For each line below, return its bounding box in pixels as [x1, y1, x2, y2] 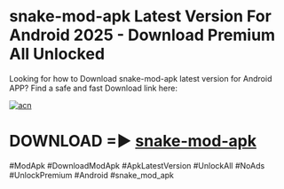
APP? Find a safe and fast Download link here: [9, 83, 177, 93]
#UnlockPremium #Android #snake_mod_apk [9, 169, 175, 180]
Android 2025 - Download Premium [9, 25, 276, 45]
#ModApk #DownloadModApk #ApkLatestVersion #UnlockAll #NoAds [9, 160, 265, 170]
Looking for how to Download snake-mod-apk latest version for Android [9, 73, 272, 83]
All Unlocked [9, 44, 105, 64]
